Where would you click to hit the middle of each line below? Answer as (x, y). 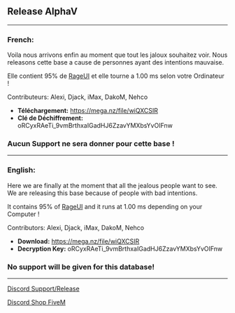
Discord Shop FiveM (37, 302)
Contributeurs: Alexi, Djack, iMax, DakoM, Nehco (78, 97)
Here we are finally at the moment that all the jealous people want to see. (113, 185)
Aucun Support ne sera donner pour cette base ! (91, 144)
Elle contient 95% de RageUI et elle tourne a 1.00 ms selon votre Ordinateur (116, 76)
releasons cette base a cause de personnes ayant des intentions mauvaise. (116, 62)
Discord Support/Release (43, 288)
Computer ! (23, 214)
